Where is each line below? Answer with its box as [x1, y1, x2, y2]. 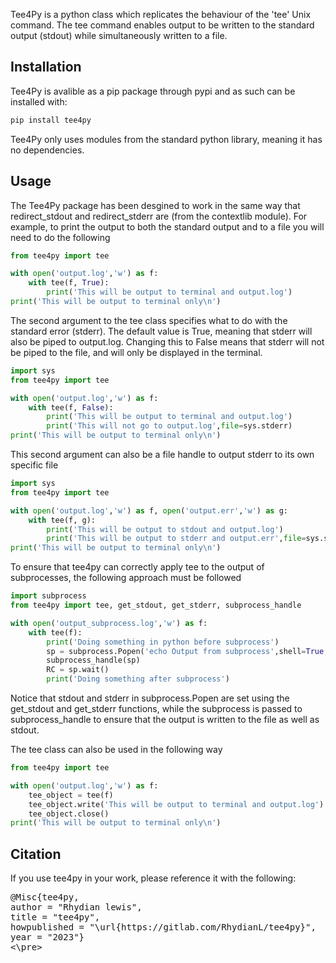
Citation [10, 845, 62, 863]
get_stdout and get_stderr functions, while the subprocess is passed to [10, 703, 303, 714]
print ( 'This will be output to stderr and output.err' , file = [46, 534, 307, 544]
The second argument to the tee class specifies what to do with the [10, 314, 288, 326]
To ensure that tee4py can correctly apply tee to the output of [10, 561, 265, 573]
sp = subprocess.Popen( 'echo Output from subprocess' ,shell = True [46, 646, 325, 656]
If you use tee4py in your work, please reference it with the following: [10, 872, 297, 884]
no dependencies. [10, 144, 85, 156]
